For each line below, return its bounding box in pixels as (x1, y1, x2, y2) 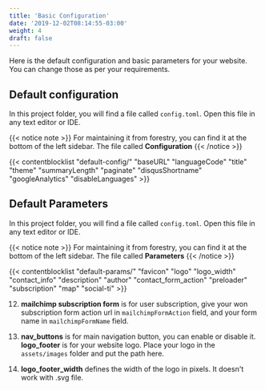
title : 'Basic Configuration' (9, 11, 110, 20)
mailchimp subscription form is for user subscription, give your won (20, 299, 248, 308)
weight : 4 (9, 26, 42, 34)
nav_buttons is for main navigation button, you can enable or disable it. (20, 332, 256, 341)
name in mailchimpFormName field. (20, 316, 129, 325)
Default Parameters (9, 197, 109, 211)
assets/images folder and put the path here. (20, 348, 165, 358)
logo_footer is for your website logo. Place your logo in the (20, 340, 215, 349)
